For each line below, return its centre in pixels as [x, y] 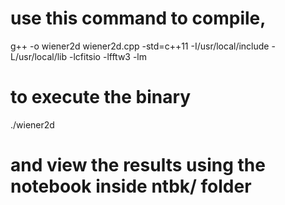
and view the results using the [138, 165]
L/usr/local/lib [39, 56]
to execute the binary [101, 97]
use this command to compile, [138, 18]
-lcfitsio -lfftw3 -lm [108, 56]
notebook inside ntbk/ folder [131, 186]
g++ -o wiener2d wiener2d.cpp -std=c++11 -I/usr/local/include [140, 46]
